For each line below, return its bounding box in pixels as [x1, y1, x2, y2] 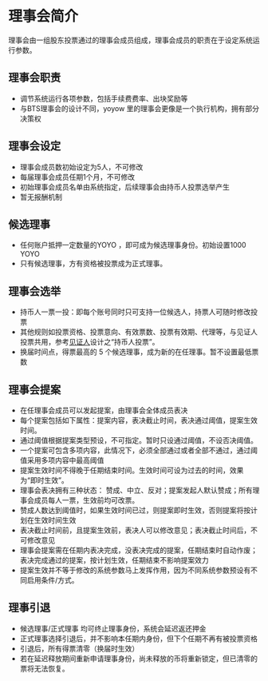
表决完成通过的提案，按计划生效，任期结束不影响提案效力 [19, 556, 209, 564]
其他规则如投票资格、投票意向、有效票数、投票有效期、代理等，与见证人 [19, 327, 258, 337]
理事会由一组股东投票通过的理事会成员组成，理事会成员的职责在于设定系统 [8, 35, 253, 45]
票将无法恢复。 [19, 663, 69, 673]
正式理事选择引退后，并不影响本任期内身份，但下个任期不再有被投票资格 [19, 633, 258, 643]
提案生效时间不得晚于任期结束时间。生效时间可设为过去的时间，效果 [19, 465, 244, 475]
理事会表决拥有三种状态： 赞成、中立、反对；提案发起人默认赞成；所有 [19, 485, 253, 495]
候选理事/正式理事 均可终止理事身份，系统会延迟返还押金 [19, 623, 207, 633]
